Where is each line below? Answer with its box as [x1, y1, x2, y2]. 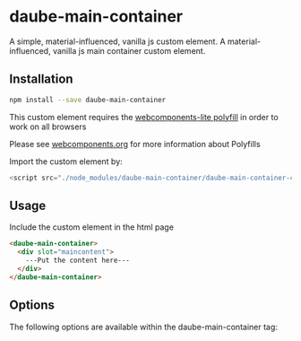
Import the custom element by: [9, 155, 123, 167]
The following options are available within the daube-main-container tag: [9, 321, 278, 332]
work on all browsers [9, 121, 87, 132]
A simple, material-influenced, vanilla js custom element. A [9, 36, 226, 47]
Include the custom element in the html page [9, 222, 175, 232]
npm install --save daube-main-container [9, 95, 167, 104]
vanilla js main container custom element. [52, 45, 206, 56]
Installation [9, 72, 73, 87]
